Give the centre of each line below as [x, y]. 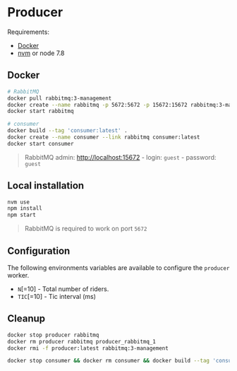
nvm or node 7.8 [41, 53]
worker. [18, 275]
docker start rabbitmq [41, 111]
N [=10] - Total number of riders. [63, 289]
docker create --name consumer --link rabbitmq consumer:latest [104, 137]
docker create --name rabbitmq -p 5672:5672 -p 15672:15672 [98, 105]
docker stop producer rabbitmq [53, 335]
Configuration [39, 251]
